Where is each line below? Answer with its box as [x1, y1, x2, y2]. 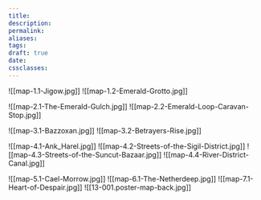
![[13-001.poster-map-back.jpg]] [84, 182, 191, 192]
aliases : [8, 34, 38, 43]
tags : [8, 42, 27, 50]
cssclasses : [8, 64, 48, 72]
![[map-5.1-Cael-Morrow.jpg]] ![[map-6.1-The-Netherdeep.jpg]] [8, 173, 217, 183]
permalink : [8, 27, 45, 35]
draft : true [8, 49, 48, 57]
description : [8, 19, 52, 27]
